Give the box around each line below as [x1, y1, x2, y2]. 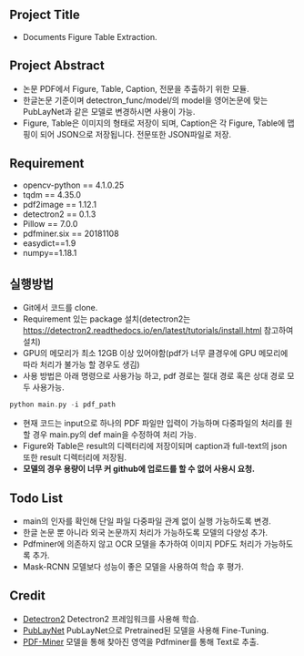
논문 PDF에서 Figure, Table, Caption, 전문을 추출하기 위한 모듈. [22, 83, 249, 94]
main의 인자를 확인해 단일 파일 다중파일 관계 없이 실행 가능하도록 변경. [22, 515, 271, 527]
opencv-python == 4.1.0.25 [22, 179, 125, 190]
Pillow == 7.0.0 [22, 219, 78, 230]
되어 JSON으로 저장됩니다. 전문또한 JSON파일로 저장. [39, 128, 232, 139]
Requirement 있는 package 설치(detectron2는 [22, 313, 191, 324]
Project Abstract [9, 58, 105, 74]
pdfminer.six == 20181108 [22, 228, 120, 240]
